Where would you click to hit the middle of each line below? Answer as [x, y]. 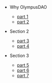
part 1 [22, 16]
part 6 [23, 70]
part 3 [23, 41]
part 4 [23, 46]
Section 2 [19, 31]
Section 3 [19, 55]
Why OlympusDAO [28, 7]
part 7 [23, 75]
